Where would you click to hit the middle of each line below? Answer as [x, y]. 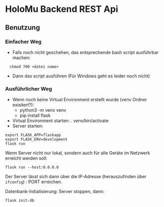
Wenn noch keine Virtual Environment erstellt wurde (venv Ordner [80, 100]
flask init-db [20, 201]
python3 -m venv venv [43, 110]
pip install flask [35, 116]
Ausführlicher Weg [29, 89]
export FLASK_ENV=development [37, 139]
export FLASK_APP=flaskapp [33, 135]
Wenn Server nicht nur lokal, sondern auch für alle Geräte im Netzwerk [78, 153]
